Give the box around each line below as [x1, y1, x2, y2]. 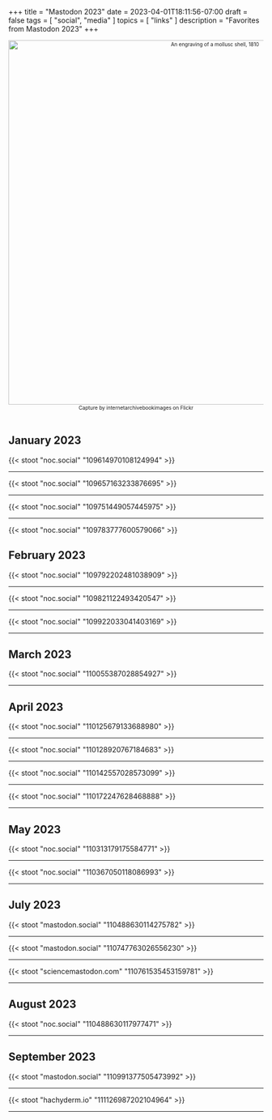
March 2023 [8, 648, 72, 662]
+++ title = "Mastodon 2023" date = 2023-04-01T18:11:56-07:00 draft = [8, 7, 249, 16]
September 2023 [8, 1050, 96, 1064]
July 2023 [8, 898, 62, 912]
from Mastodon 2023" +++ [8, 24, 99, 33]
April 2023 [8, 700, 64, 713]
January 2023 [8, 433, 82, 448]
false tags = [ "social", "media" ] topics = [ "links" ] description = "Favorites [8, 15, 260, 25]
